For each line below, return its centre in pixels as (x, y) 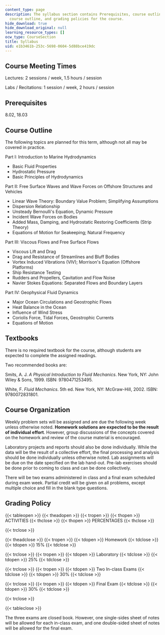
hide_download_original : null (36, 28)
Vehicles (14, 192)
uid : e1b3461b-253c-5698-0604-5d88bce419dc (50, 46)
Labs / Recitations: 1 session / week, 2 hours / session (60, 88)
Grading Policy (28, 503)
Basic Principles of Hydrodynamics (48, 177)
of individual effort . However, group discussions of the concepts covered (80, 432)
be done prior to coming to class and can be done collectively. (68, 468)
